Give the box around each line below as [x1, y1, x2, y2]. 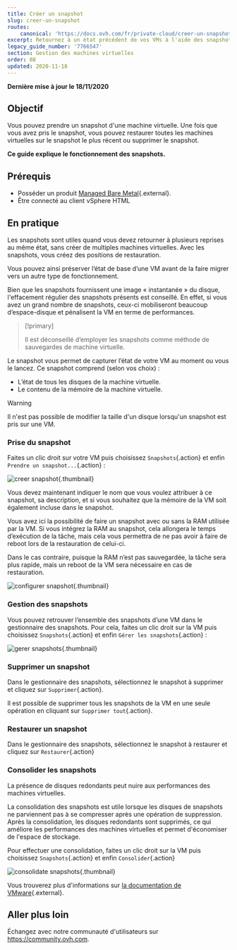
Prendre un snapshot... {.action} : [7, 461, 106, 470]
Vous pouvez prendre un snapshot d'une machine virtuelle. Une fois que [7, 121, 218, 130]
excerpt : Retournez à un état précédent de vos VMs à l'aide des [7, 37, 203, 44]
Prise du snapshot [7, 437, 71, 447]
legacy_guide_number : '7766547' [7, 43, 102, 50]
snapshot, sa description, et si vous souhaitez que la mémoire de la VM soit [7, 496, 227, 504]
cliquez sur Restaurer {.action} [7, 748, 95, 756]
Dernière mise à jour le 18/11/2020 [7, 82, 109, 90]
